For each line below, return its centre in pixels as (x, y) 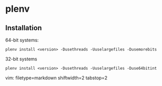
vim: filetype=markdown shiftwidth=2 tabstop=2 (56, 78)
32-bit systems (21, 59)
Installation (24, 28)
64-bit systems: (22, 40)
